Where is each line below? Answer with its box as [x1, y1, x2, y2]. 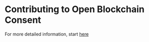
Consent [5, 14, 41, 26]
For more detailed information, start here [5, 31, 89, 37]
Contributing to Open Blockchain [5, 4, 144, 15]
